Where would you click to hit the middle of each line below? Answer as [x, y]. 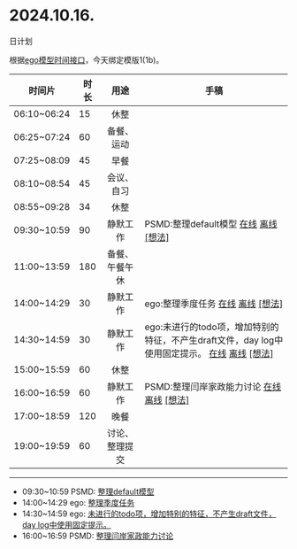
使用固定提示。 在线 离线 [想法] [209, 353]
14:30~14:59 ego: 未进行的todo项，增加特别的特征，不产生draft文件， [149, 514]
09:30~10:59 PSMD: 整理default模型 [88, 491]
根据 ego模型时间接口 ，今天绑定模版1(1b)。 [87, 59]
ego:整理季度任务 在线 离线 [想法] [214, 304]
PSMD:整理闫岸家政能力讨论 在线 [213, 386]
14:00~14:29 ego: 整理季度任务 [78, 502]
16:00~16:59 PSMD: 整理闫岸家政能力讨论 [98, 536]
